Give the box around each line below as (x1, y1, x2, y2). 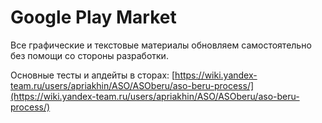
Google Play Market (10, 6, 177, 29)
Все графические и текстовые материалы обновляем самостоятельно (10, 39, 312, 51)
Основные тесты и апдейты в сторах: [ (10, 69, 176, 81)
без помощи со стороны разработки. (10, 49, 169, 61)
